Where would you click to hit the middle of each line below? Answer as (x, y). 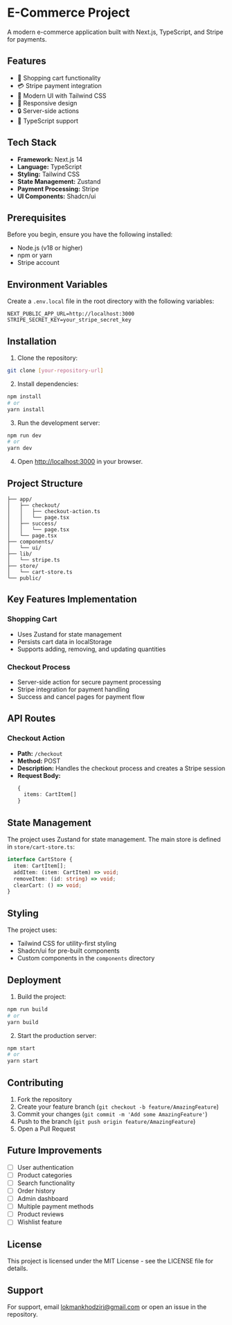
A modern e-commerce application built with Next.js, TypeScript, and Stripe (115, 32)
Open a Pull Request (46, 1129)
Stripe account (38, 263)
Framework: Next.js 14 (50, 159)
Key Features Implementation (72, 599)
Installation (32, 341)
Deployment (34, 980)
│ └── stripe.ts (34, 560)
